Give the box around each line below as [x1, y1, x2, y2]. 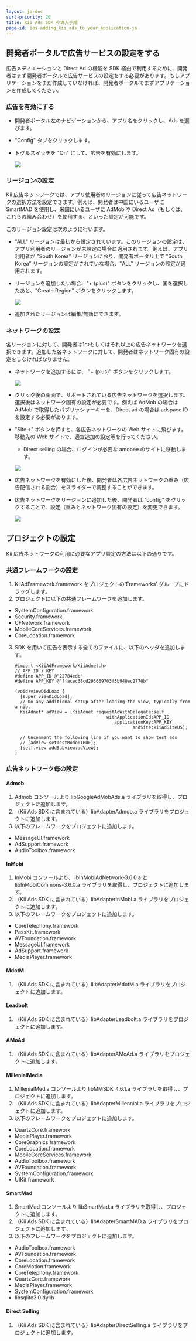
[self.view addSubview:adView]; [20, 745, 99, 751]
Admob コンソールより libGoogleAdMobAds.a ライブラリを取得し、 [14, 794, 177, 801]
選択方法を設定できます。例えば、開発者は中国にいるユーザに [16, 198, 165, 205]
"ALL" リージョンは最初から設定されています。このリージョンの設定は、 [14, 238, 188, 245]
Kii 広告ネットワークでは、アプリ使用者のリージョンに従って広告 [6, 191, 162, 198]
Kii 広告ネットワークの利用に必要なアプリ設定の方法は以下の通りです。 [6, 550, 177, 557]
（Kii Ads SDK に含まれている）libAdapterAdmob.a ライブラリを [14, 808, 170, 815]
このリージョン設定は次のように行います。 [6, 225, 108, 232]
